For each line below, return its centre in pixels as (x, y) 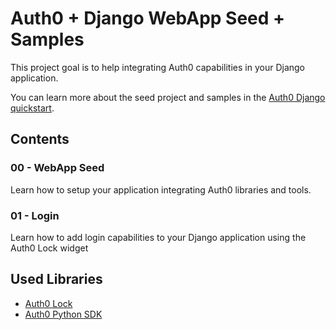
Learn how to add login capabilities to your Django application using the (158, 237)
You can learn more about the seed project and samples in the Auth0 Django (168, 97)
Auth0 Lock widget (49, 248)
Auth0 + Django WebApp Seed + (148, 18)
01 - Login (35, 215)
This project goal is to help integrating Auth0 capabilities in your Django (158, 67)
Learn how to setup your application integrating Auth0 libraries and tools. (161, 189)
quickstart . (32, 108)
